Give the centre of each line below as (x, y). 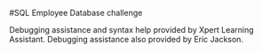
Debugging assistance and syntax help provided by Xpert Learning (132, 30)
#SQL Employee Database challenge (76, 13)
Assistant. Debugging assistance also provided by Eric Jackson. (127, 39)
